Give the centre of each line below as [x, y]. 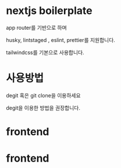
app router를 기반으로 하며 [36, 27]
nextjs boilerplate [49, 11]
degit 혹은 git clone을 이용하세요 [43, 95]
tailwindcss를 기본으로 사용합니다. [45, 52]
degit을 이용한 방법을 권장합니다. [43, 108]
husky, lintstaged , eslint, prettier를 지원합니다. [61, 40]
